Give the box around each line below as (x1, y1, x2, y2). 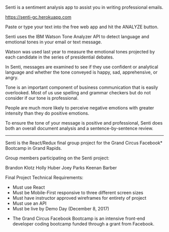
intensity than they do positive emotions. (5, 110, 90, 116)
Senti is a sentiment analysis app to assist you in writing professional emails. (5, 5, 163, 10)
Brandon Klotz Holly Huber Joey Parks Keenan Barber (5, 165, 117, 170)
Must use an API (12, 200, 47, 206)
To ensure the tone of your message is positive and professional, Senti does (5, 120, 163, 126)
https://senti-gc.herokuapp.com (5, 14, 71, 20)
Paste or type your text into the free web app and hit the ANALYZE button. (5, 24, 158, 30)
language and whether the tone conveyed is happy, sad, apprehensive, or (5, 69, 157, 75)
